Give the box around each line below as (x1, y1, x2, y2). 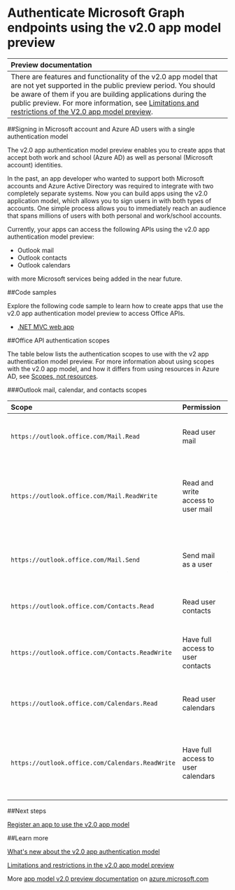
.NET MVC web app (17, 322, 75, 331)
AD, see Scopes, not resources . (7, 372, 99, 380)
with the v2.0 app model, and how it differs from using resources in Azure (7, 364, 220, 373)
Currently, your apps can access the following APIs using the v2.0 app (7, 225, 210, 233)
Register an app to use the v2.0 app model (7, 820, 130, 828)
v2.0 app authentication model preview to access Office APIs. (7, 309, 185, 317)
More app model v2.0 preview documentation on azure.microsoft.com (7, 874, 209, 883)
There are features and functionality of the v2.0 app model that (10, 71, 218, 81)
